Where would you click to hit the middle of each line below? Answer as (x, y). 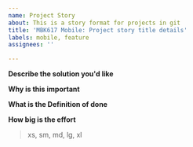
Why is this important (44, 89)
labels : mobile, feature (49, 37)
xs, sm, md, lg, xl (55, 135)
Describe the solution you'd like (61, 74)
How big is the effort (42, 119)
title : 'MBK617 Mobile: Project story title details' (98, 30)
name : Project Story (42, 15)
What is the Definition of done (58, 105)
